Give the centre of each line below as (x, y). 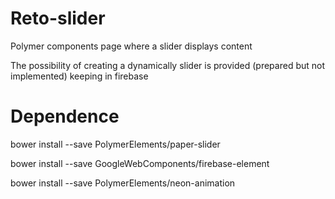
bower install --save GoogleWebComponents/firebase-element (140, 163)
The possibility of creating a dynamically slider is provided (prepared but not (168, 65)
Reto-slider (58, 18)
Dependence (65, 116)
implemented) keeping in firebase (79, 76)
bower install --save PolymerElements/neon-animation (123, 183)
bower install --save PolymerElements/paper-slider (115, 144)
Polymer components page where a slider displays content (131, 46)
